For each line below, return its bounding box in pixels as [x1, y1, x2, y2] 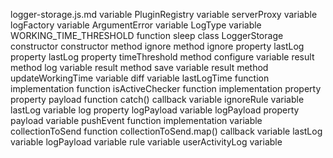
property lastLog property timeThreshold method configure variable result [10, 51, 315, 63]
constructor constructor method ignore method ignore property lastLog [10, 40, 305, 52]
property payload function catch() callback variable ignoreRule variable [10, 94, 305, 105]
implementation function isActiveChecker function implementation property [10, 83, 322, 94]
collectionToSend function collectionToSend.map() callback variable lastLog [10, 125, 323, 137]
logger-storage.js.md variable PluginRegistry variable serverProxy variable [10, 9, 318, 20]
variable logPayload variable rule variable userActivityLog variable [10, 136, 283, 148]
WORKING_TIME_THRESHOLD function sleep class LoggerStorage [10, 30, 284, 41]
